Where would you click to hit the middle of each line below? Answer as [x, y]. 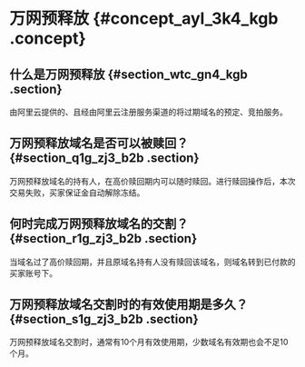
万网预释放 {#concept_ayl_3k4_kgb [144, 19]
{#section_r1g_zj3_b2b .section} [103, 238]
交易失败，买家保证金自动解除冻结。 [77, 193]
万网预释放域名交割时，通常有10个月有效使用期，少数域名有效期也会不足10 [149, 342]
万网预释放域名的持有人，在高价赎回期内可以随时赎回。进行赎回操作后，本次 [152, 181]
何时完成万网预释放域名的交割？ [99, 224]
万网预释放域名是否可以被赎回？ [99, 143]
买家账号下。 [33, 273]
